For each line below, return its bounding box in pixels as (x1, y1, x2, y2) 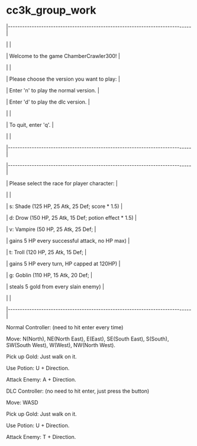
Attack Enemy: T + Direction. (6, 433, 76, 440)
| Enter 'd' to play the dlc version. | (6, 98, 90, 105)
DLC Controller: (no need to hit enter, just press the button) (6, 387, 150, 394)
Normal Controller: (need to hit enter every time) (6, 323, 124, 331)
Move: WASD (6, 399, 38, 406)
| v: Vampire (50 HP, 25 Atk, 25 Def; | (6, 226, 96, 233)
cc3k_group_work (6, 4, 96, 17)
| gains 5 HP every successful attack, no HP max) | (6, 237, 130, 244)
